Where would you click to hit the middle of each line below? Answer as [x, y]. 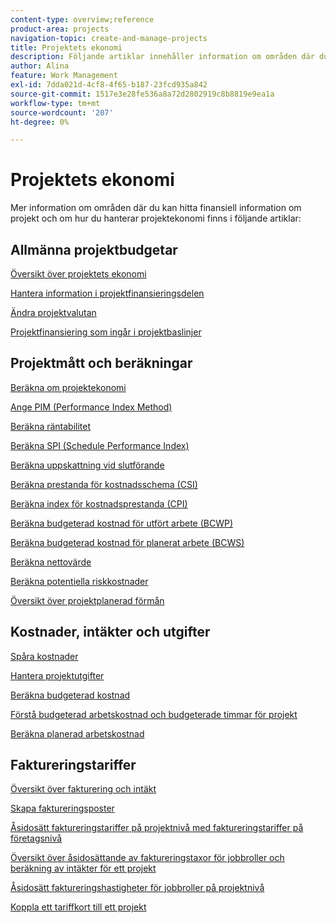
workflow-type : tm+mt [55, 103]
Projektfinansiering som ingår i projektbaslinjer [106, 332]
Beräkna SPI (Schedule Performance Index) [100, 445]
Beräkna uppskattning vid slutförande [87, 465]
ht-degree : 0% [40, 122]
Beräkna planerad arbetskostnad [77, 733]
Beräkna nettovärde [51, 562]
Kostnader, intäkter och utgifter [110, 632]
